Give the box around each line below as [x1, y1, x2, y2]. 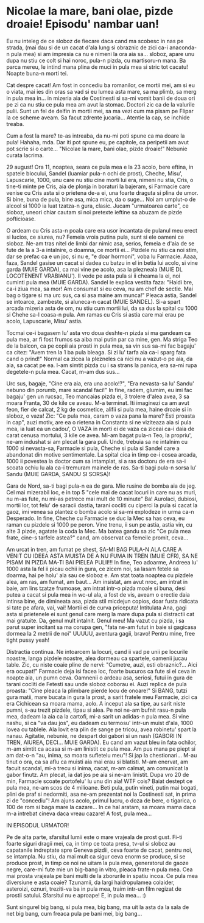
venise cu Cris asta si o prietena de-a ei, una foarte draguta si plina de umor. [6, 189, 199, 196]
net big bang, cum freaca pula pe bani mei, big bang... [6, 910, 142, 917]
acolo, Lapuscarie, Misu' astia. [6, 317, 83, 325]
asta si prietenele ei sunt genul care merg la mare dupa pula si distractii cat [6, 610, 195, 617]
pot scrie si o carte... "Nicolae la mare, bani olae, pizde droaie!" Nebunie [6, 145, 188, 152]
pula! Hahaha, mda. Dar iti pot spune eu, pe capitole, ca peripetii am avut [6, 138, 189, 146]
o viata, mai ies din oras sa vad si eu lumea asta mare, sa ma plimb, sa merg [6, 88, 197, 95]
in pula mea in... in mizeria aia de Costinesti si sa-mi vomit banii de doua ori [6, 94, 195, 102]
